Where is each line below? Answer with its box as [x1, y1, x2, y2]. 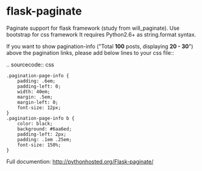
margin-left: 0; [17, 99, 59, 105]
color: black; [17, 120, 53, 127]
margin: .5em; [17, 94, 53, 100]
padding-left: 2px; [17, 131, 67, 138]
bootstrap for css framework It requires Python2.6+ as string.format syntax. [6, 30, 197, 38]
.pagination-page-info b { [6, 115, 75, 121]
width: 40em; [17, 88, 50, 95]
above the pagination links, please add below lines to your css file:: [6, 49, 175, 56]
